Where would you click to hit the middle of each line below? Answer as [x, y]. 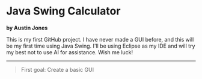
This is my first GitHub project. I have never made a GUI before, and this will [100, 39]
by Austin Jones [27, 28]
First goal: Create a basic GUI [57, 69]
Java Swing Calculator [63, 11]
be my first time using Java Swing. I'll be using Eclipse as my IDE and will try [101, 46]
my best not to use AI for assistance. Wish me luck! [70, 52]
